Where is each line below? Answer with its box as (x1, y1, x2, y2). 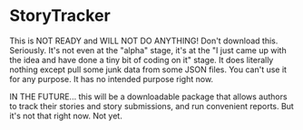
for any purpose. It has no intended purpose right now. (9, 73, 214, 84)
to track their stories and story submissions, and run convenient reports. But (9, 100, 295, 111)
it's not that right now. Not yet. (9, 110, 122, 121)
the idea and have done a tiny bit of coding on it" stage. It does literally (9, 54, 274, 65)
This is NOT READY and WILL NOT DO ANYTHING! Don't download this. (9, 35, 279, 46)
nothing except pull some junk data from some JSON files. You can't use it (9, 64, 288, 75)
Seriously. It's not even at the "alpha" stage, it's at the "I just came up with (9, 44, 288, 55)
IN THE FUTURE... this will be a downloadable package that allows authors (9, 91, 288, 102)
